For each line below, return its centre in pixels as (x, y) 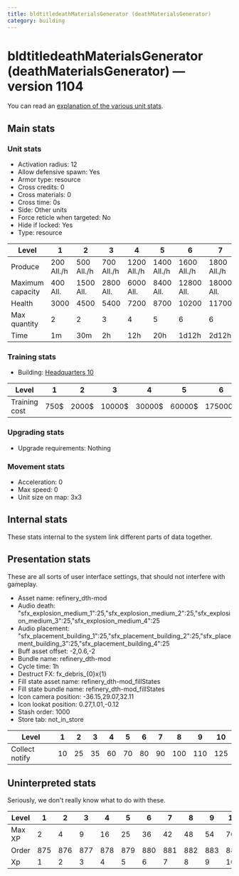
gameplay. (22, 584)
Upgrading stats (36, 433)
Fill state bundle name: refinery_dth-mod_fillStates (91, 689)
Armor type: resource (49, 180)
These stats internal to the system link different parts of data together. (110, 537)
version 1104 (46, 86)
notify (21, 757)
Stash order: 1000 (44, 712)
